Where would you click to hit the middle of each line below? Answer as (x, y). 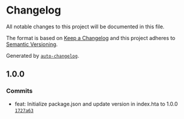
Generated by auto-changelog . (43, 55)
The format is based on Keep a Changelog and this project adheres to (91, 38)
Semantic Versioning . (32, 44)
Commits (19, 91)
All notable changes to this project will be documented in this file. (86, 27)
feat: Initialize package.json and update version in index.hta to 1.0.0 (96, 104)
